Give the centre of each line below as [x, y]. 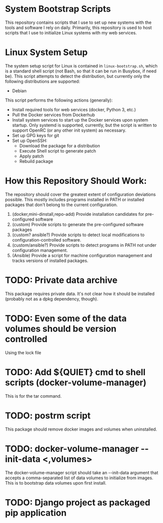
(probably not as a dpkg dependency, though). [52, 299]
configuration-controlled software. [47, 240]
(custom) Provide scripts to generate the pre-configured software [78, 224]
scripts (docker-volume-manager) [76, 382]
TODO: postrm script [48, 415]
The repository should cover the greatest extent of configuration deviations [81, 194]
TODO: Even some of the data [66, 318]
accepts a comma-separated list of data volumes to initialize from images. [79, 478]
